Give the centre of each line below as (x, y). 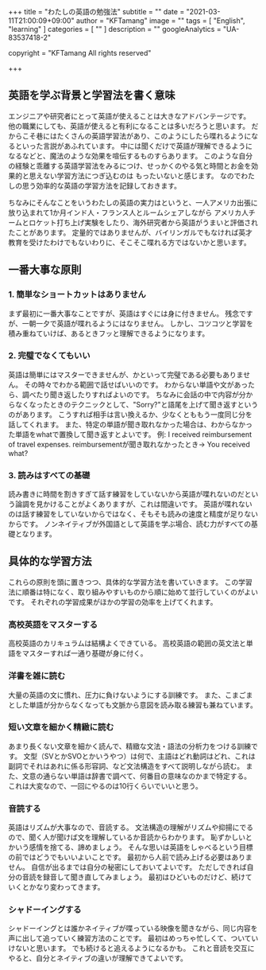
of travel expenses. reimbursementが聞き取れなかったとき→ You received (129, 444)
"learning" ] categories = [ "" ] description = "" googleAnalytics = (115, 29)
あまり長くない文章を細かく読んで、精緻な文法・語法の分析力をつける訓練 (130, 746)
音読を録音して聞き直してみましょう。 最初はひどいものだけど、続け (134, 877)
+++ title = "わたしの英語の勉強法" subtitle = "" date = (96, 12)
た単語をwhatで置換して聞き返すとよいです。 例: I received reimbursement (130, 434)
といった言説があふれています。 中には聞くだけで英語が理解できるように (133, 146)
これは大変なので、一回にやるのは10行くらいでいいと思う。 (105, 785)
